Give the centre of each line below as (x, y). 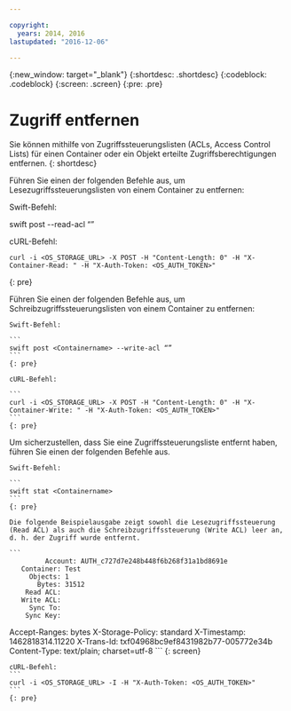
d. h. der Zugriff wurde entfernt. (75, 538)
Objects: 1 (49, 577)
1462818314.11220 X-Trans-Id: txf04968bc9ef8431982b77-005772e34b (141, 642)
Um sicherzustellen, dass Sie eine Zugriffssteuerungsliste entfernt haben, (143, 442)
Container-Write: (41, 411)
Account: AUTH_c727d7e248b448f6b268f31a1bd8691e (136, 561)
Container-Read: (39, 266)
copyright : (29, 25)
